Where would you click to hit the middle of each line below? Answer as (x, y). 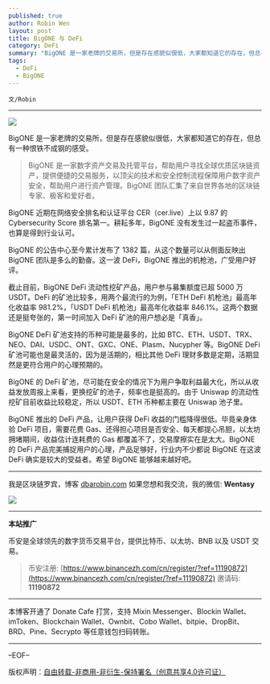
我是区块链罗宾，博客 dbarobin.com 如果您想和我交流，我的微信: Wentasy (131, 483)
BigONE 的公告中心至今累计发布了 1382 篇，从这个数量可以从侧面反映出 (127, 250)
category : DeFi (34, 46)
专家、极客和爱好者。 (63, 195)
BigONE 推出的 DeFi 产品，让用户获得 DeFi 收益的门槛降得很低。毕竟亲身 (129, 419)
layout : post (30, 31)
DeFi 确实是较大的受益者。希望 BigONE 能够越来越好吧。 (102, 459)
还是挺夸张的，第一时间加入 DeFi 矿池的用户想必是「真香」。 (108, 317)
